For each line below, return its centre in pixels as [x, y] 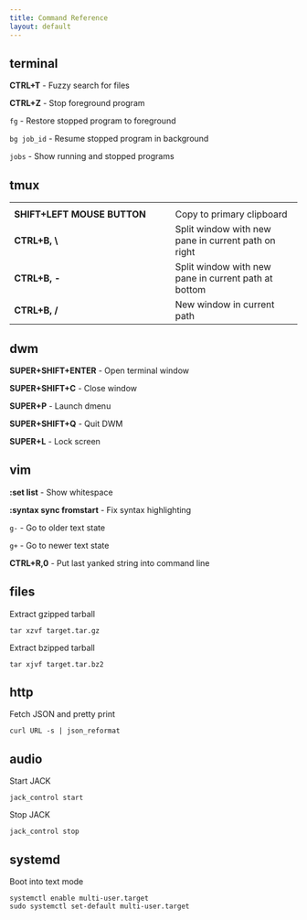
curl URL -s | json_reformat [65, 731]
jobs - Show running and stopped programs [92, 156]
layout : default [40, 27]
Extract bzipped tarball [53, 647]
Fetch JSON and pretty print [63, 714]
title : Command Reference [58, 18]
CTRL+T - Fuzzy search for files [70, 86]
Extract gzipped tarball [53, 614]
